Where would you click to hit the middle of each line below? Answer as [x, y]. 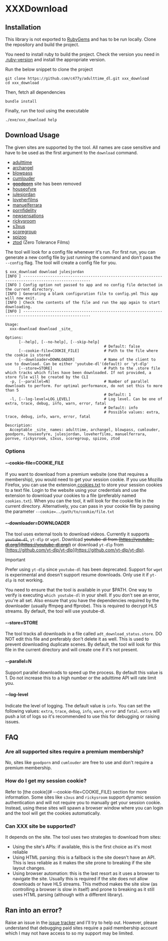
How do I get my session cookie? [46, 781]
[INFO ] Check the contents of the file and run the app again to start [83, 302]
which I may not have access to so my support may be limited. [69, 933]
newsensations [28, 216]
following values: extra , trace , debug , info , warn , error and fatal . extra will [82, 711]
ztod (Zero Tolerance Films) [41, 242]
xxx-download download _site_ [41, 329]
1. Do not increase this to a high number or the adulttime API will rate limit [81, 678]
